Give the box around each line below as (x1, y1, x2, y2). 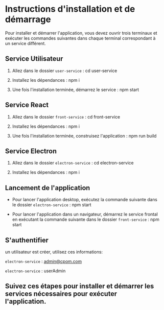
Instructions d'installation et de (5, 3, 136, 15)
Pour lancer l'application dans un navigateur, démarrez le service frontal (12, 212, 158, 217)
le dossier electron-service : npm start (12, 202, 92, 208)
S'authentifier (5, 236, 49, 244)
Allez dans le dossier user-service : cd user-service (12, 68, 117, 73)
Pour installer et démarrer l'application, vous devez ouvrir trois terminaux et (5, 30, 158, 36)
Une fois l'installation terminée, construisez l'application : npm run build (12, 133, 157, 139)
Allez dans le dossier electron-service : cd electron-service (12, 160, 134, 166)
